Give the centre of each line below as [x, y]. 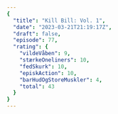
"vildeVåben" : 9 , [45, 54]
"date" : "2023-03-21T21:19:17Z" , [63, 27]
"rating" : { [31, 47]
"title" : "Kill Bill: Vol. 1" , [59, 21]
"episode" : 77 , [36, 40]
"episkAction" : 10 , [48, 73]
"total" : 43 [37, 86]
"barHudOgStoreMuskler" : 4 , [61, 80]
